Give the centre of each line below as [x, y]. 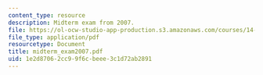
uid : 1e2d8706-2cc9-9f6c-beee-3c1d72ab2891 [80, 59]
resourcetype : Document [47, 45]
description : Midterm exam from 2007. [71, 23]
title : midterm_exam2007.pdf [56, 52]
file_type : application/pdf [54, 37]
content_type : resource [47, 15]
